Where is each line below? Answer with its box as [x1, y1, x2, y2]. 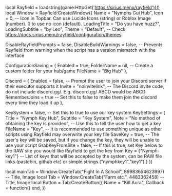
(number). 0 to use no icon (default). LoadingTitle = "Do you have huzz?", [5, 21, 161, 27]
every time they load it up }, [5, 100, 64, 106]
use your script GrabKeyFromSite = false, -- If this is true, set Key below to [5, 142, 163, 148]
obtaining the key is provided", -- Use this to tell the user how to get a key [5, 121, 161, 126]
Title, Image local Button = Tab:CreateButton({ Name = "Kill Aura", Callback [5, 180, 164, 185]
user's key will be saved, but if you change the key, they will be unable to [5, 137, 160, 143]
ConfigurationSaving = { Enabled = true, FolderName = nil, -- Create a [5, 63, 153, 68]
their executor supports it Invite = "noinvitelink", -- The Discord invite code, [5, 83, 164, 89]
